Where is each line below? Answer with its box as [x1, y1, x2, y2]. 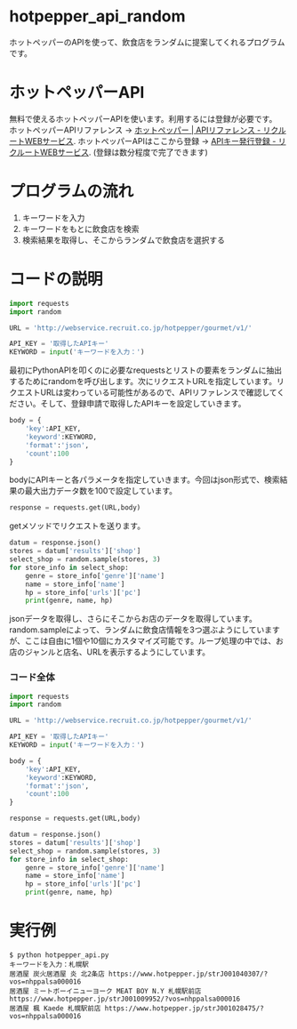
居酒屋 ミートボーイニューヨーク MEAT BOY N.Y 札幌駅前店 [9, 986, 202, 995]
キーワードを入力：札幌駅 [9, 960, 89, 969]
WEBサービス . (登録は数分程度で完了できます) [39, 147, 209, 157]
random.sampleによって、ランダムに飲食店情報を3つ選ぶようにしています [9, 624, 280, 635]
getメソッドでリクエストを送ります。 [9, 520, 145, 531]
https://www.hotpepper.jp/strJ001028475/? [104, 1003, 264, 1013]
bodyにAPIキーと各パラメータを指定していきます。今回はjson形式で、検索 [9, 474, 280, 486]
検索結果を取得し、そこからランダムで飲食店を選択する [21, 234, 225, 245]
